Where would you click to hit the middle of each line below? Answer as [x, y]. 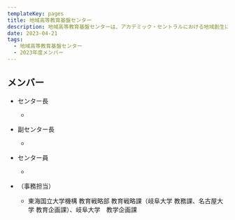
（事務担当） [36, 186]
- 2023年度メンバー [39, 53]
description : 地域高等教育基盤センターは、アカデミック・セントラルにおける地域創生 [116, 27]
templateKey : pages [36, 14]
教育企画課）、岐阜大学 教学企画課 [87, 210]
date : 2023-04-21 [33, 33]
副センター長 [36, 129]
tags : [15, 40]
